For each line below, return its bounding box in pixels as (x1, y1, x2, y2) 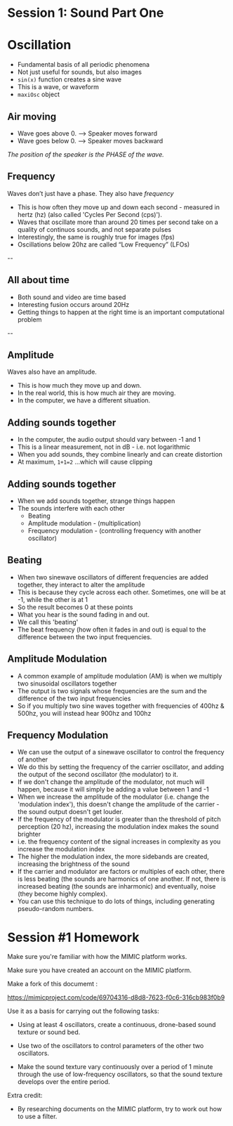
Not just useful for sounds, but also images (17, 68, 142, 77)
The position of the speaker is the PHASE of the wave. (7, 150, 165, 159)
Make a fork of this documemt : (7, 980, 98, 988)
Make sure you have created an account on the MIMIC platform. (7, 966, 192, 974)
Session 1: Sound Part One (7, 5, 164, 21)
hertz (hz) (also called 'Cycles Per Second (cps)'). (17, 210, 163, 218)
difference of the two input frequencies (17, 694, 131, 702)
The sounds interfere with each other (17, 504, 125, 512)
